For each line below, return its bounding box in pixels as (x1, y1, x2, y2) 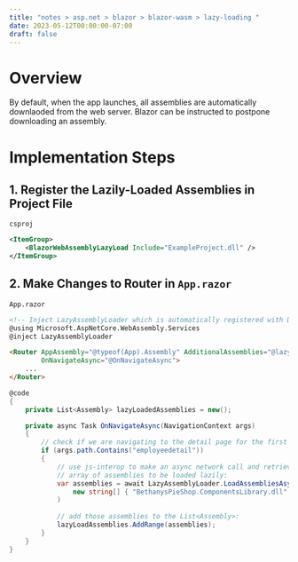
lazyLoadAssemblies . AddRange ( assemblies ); (56, 520, 216, 529)
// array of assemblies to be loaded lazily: (56, 471, 228, 479)
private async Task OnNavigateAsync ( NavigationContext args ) (25, 421, 255, 431)
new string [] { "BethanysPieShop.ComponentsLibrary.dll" (72, 487, 288, 496)
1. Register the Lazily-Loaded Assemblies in (9, 182, 255, 197)
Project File (9, 196, 73, 211)
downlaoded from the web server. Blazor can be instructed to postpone (9, 107, 271, 117)
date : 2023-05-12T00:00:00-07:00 (9, 21, 133, 30)
